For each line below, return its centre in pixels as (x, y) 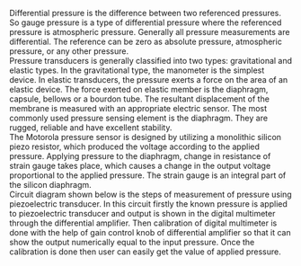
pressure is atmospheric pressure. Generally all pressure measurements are (150, 32)
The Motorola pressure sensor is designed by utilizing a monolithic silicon (145, 137)
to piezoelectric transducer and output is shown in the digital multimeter (142, 213)
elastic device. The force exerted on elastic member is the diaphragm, (139, 89)
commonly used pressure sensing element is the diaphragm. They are (138, 118)
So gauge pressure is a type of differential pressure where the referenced (146, 22)
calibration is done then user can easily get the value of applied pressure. (145, 252)
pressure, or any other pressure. (69, 51)
